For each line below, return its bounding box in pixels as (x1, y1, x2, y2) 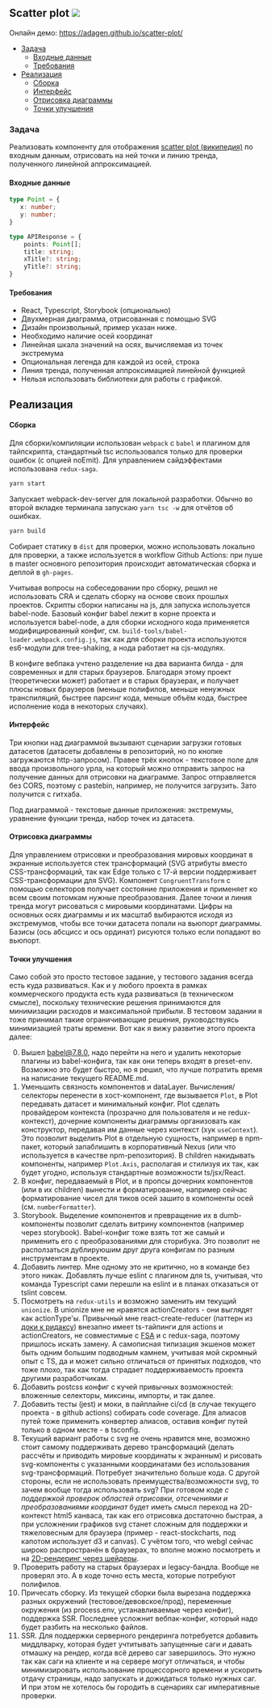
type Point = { (9, 195, 60, 204)
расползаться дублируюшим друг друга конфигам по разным (20, 1245, 235, 1254)
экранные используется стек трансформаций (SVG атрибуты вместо (9, 859, 248, 869)
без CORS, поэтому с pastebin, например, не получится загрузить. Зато (9, 781, 257, 790)
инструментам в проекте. (20, 1254, 110, 1263)
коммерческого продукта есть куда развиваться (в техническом (9, 989, 234, 999)
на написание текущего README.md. (20, 1074, 148, 1083)
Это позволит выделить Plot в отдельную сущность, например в (20, 1133, 244, 1143)
